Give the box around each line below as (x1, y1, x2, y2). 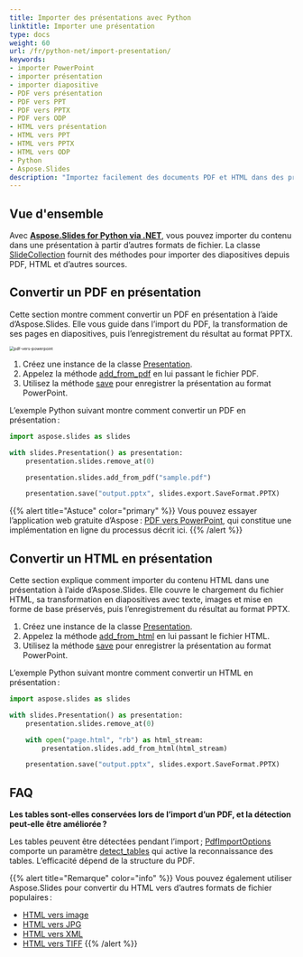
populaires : (9, 892, 52, 903)
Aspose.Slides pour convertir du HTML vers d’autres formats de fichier (9, 882, 272, 894)
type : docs (9, 30, 50, 39)
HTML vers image (22, 909, 89, 921)
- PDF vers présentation (9, 88, 103, 98)
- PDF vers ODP (9, 114, 67, 123)
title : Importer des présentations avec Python (9, 13, 192, 23)
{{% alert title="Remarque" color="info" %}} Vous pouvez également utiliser (9, 873, 292, 884)
